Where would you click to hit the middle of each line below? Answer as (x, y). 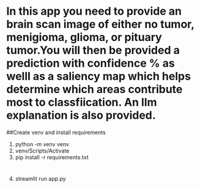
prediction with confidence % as (91, 63)
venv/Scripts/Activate (42, 151)
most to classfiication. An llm (82, 103)
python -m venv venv (42, 144)
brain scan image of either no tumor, (100, 24)
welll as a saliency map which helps (99, 76)
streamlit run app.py (40, 179)
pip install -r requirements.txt (52, 157)
